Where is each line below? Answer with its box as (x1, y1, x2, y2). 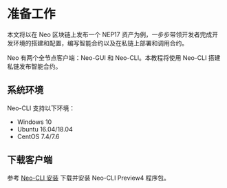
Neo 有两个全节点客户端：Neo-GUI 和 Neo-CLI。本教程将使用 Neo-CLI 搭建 (7, 53, 221, 62)
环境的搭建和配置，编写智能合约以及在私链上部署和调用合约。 (12, 39, 188, 47)
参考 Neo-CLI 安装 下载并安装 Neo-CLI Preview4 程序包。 (7, 174, 171, 182)
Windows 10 (17, 118, 52, 126)
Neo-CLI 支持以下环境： (7, 104, 76, 112)
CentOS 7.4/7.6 (17, 132, 60, 140)
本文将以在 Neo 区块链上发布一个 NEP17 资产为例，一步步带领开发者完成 (7, 30, 213, 39)
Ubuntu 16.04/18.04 (17, 125, 74, 133)
